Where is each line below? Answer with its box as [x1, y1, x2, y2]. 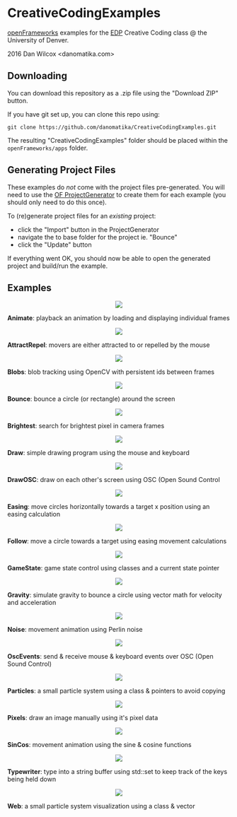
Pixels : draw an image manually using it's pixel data [7, 714, 158, 722]
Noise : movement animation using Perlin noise [7, 625, 143, 634]
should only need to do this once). [7, 198, 108, 206]
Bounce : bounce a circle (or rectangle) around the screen [7, 394, 175, 404]
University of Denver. [7, 35, 69, 44]
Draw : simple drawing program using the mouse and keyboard [7, 449, 190, 457]
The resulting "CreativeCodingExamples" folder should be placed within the [7, 136, 229, 144]
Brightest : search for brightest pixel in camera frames [7, 422, 165, 430]
